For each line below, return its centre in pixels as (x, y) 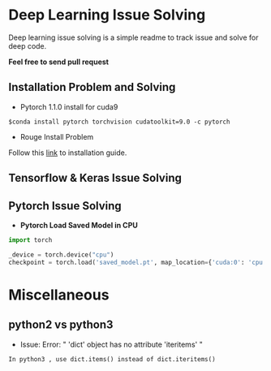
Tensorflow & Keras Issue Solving (95, 178)
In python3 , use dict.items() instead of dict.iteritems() (112, 359)
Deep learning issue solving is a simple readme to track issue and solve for (133, 37)
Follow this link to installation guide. (68, 153)
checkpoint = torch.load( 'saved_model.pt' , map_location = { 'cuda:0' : (127, 262)
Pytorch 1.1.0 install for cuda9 (69, 106)
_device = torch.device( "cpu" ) (61, 255)
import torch (30, 240)
